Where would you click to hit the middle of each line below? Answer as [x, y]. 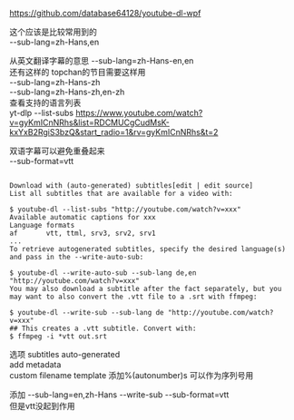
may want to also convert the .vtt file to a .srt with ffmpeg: [133, 297]
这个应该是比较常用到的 [53, 32]
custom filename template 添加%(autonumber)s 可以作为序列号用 [132, 375]
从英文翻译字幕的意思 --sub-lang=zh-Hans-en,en [102, 61]
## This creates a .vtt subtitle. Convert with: [103, 328]
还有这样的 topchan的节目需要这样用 [78, 72]
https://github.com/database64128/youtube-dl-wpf [105, 13]
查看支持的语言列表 [45, 103]
